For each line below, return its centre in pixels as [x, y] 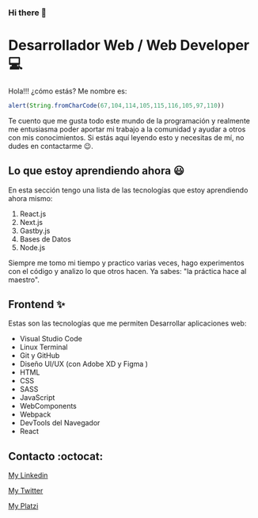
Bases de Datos [45, 239]
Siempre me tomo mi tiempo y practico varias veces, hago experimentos [126, 263]
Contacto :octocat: [56, 456]
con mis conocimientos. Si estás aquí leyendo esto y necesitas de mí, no [126, 137]
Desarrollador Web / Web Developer [129, 46]
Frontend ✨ [37, 304]
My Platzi [23, 506]
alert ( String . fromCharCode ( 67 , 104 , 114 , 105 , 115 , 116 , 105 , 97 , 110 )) [116, 105]
